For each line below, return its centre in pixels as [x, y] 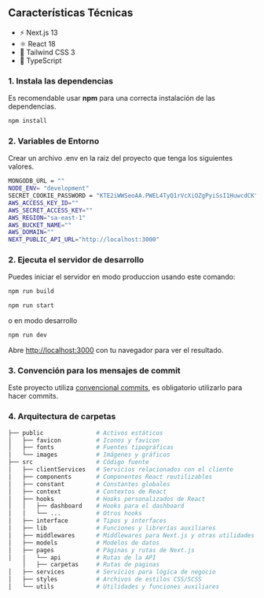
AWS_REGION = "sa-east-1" [47, 217]
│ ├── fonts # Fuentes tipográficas [91, 448]
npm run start [31, 306]
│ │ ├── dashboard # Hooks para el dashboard [96, 506]
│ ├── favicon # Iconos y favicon [84, 440]
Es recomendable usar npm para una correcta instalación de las [112, 98]
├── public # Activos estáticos [86, 433]
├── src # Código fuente [79, 462]
